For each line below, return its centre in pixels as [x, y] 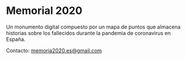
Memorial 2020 [44, 11]
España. [16, 39]
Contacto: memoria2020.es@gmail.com [54, 50]
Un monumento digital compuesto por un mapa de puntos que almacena [93, 27]
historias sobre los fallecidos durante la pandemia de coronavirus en [88, 33]
